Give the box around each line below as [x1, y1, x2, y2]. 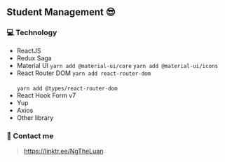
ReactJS [16, 46, 41, 55]
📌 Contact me [6, 130, 54, 140]
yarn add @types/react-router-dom [16, 85, 118, 92]
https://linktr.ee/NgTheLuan [23, 147, 104, 155]
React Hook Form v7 [16, 91, 76, 100]
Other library [16, 113, 54, 122]
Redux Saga [16, 53, 52, 62]
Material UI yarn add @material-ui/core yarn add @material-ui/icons [16, 61, 219, 69]
